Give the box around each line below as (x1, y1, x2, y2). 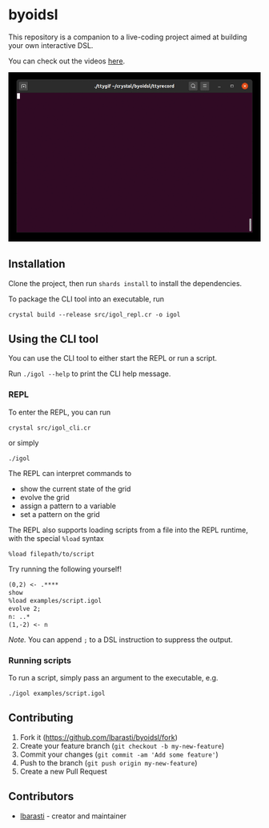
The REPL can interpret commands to (8, 468, 132, 478)
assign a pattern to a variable (19, 501, 116, 511)
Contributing (8, 711, 74, 725)
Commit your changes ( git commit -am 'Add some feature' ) (19, 749, 219, 759)
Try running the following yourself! (8, 563, 122, 574)
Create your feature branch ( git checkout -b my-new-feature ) (19, 741, 225, 750)
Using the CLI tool (8, 333, 98, 346)
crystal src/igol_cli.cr (8, 423, 91, 432)
